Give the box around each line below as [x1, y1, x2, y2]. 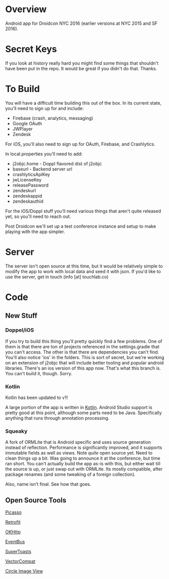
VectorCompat [5, 558, 36, 564]
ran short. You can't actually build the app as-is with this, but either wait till [5, 461, 160, 467]
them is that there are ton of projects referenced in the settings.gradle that [5, 343, 160, 349]
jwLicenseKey [12, 176, 42, 183]
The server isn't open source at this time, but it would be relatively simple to [5, 263, 163, 269]
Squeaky [5, 427, 28, 434]
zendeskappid [12, 193, 42, 199]
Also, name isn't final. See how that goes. [5, 481, 91, 487]
